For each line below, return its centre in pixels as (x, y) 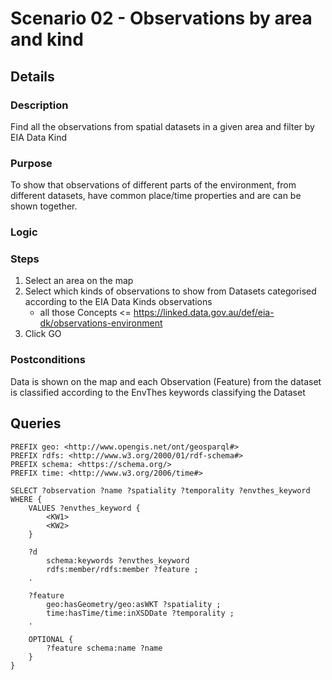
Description (39, 105)
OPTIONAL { (51, 639)
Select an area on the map (79, 281)
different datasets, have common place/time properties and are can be (156, 196)
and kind (47, 39)
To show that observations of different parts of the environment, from (153, 185)
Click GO (43, 334)
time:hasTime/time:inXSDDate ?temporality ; (140, 613)
